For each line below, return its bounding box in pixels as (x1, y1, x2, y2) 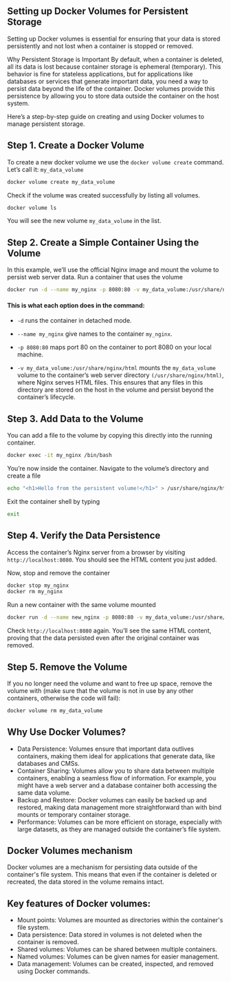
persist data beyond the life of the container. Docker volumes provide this (7, 84, 215, 92)
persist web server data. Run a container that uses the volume (7, 273, 184, 281)
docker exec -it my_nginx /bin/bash (7, 452, 112, 459)
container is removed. (16, 938, 79, 946)
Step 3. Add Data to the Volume (7, 413, 144, 425)
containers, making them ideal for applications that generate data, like (16, 751, 215, 760)
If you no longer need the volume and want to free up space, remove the (7, 679, 212, 687)
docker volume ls (7, 204, 57, 211)
